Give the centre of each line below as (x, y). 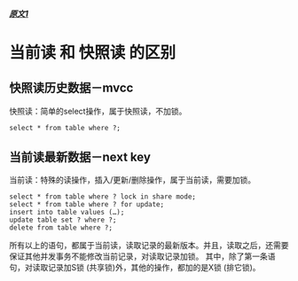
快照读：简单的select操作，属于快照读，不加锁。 (98, 111)
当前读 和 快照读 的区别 (92, 52)
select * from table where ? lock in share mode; (103, 197)
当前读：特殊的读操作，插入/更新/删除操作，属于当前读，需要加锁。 (133, 180)
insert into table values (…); (67, 213)
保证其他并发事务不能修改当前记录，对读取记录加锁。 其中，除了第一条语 (142, 256)
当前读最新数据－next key (80, 156)
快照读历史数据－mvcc (71, 88)
